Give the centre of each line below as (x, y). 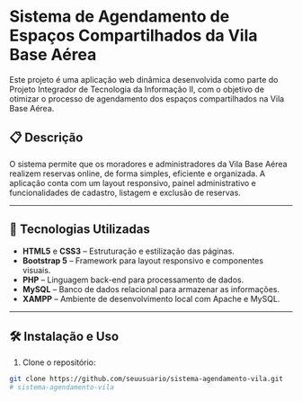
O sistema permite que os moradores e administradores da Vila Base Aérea (148, 164)
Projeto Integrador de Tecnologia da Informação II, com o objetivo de (137, 89)
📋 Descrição (46, 138)
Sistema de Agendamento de (120, 17)
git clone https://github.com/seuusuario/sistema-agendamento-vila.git (146, 379)
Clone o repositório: (59, 362)
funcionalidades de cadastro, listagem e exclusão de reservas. (125, 192)
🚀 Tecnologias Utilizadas (80, 230)
